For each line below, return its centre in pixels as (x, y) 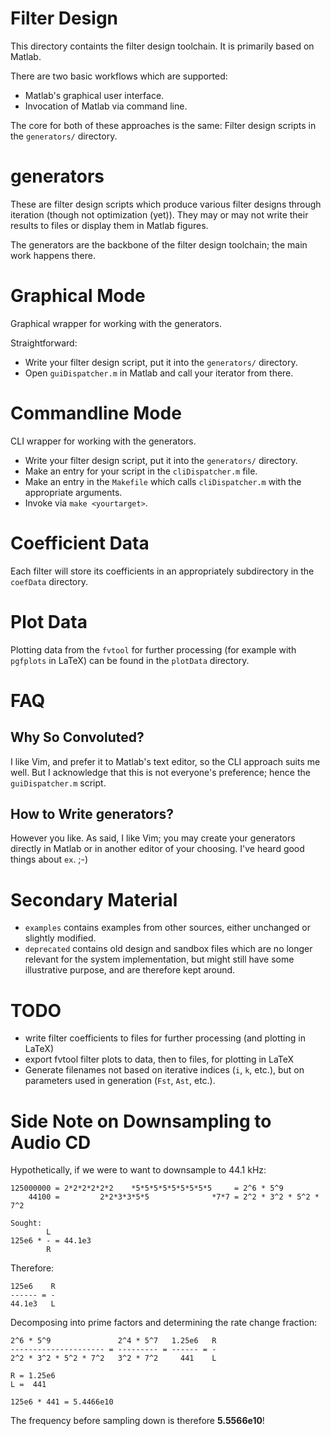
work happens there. (53, 255)
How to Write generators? (92, 814)
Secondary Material (94, 899)
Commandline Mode (96, 413)
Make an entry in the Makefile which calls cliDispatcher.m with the (163, 481)
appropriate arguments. (73, 492)
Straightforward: (44, 343)
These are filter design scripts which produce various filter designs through (166, 204)
